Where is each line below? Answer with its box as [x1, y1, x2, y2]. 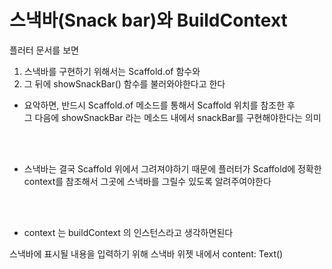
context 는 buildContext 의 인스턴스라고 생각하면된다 [23, 226, 234, 238]
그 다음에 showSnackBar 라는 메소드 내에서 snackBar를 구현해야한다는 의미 [23, 111, 322, 123]
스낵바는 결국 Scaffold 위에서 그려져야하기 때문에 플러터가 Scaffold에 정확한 [23, 162, 322, 175]
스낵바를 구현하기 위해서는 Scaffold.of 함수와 [23, 65, 201, 77]
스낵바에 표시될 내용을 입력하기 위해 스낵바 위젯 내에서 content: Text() [9, 247, 284, 260]
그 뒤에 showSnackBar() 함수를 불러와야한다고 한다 [23, 77, 226, 90]
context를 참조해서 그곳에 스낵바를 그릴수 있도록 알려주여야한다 [23, 175, 272, 187]
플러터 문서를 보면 [9, 44, 79, 56]
